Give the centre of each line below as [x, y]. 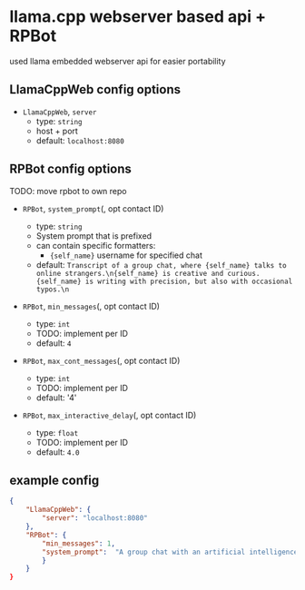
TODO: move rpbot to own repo [68, 191]
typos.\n [53, 289]
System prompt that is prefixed [94, 236]
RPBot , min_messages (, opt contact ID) [91, 306]
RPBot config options [70, 169]
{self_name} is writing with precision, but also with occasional [164, 281]
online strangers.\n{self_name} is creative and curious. [148, 273]
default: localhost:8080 [80, 140]
